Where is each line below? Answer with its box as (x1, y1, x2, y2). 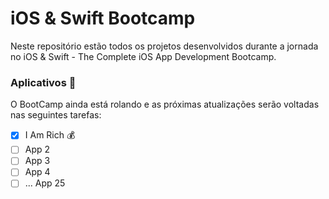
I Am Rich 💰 (24, 129, 76, 141)
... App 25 (24, 177, 66, 189)
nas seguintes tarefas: (10, 109, 102, 121)
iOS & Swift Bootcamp (10, 7, 196, 30)
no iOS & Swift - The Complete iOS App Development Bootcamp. (10, 50, 277, 62)
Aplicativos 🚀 (10, 75, 77, 89)
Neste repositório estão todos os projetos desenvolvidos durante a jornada (10, 40, 319, 52)
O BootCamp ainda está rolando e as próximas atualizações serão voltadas (10, 98, 320, 111)
